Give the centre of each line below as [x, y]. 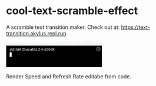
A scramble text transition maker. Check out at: [63, 27]
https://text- [135, 27]
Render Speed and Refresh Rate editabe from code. [69, 76]
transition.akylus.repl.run [36, 33]
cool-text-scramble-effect [72, 11]
